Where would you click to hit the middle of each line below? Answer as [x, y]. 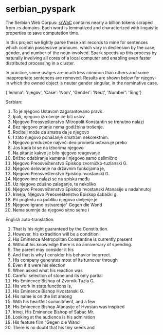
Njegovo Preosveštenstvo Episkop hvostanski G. [61, 173]
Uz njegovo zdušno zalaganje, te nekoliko [54, 184]
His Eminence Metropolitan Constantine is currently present [72, 239]
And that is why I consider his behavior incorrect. [62, 254]
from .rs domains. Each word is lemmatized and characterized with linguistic [82, 27]
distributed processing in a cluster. [40, 63]
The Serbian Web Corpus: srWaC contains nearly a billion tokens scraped [79, 22]
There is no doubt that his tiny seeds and [54, 327]
